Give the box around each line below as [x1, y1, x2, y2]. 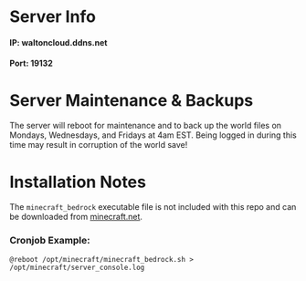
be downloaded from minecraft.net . [9, 212, 143, 223]
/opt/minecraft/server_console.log [9, 263, 145, 272]
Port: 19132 [9, 57, 53, 69]
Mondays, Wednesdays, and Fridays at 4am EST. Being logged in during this [9, 130, 297, 140]
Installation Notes [9, 172, 146, 193]
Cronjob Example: [9, 234, 91, 247]
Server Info [9, 6, 96, 27]
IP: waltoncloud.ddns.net [9, 36, 108, 47]
